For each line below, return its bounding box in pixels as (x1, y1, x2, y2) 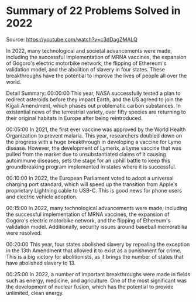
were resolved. (6, 229, 42, 236)
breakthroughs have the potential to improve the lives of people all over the (6, 72, 187, 79)
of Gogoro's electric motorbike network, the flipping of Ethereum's (6, 60, 167, 67)
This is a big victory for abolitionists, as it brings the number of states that (6, 253, 184, 260)
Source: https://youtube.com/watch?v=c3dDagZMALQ (6, 36, 137, 43)
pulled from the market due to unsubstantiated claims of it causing (6, 150, 166, 157)
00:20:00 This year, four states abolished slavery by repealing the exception (6, 241, 190, 248)
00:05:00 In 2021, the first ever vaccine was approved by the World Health (6, 126, 186, 133)
